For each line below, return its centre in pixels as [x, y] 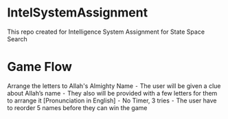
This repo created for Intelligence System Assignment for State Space [106, 32]
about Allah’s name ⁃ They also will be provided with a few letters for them [112, 93]
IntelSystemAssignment [78, 13]
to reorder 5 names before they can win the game [77, 107]
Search [17, 39]
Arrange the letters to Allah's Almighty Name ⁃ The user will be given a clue [114, 86]
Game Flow [39, 67]
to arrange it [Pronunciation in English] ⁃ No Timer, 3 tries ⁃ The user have [112, 100]
